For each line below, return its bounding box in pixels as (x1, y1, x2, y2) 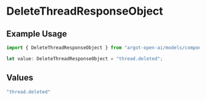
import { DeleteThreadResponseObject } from (6, 45, 122, 51)
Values (6, 73, 34, 83)
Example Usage (6, 29, 67, 39)
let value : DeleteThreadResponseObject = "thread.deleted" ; (6, 55, 164, 62)
